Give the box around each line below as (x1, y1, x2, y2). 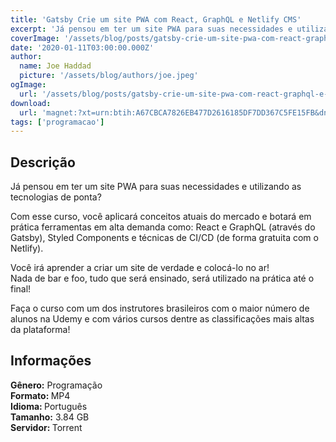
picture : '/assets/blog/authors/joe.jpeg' (19, 71, 199, 81)
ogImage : (10, 80, 47, 90)
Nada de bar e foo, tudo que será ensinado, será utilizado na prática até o (10, 272, 315, 285)
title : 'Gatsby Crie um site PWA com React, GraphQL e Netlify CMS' (10, 14, 302, 25)
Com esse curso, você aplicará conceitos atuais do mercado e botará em (10, 211, 312, 223)
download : (10, 98, 52, 108)
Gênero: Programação (10, 379, 103, 391)
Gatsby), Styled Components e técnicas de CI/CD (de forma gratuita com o (10, 232, 319, 244)
